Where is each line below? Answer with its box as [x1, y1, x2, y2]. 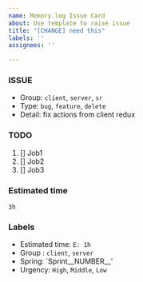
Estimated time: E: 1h [19, 240, 91, 249]
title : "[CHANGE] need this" [8, 26, 105, 34]
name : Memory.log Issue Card [8, 11, 105, 20]
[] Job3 [19, 165, 45, 174]
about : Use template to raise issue [8, 19, 130, 27]
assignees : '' [8, 42, 56, 50]
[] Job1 [19, 148, 43, 157]
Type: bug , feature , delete [19, 101, 106, 111]
